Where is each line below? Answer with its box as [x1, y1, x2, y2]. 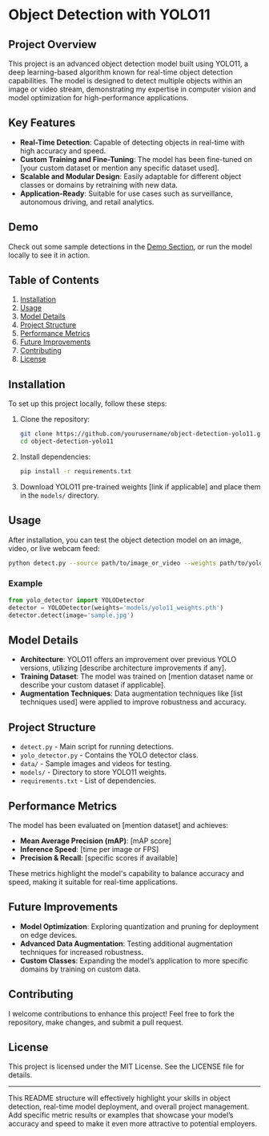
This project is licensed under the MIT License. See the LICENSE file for [8, 1061, 245, 1072]
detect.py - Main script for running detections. [19, 742, 174, 752]
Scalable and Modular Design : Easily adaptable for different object [19, 171, 242, 181]
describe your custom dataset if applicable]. [19, 680, 166, 690]
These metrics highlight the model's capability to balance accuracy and [8, 868, 244, 878]
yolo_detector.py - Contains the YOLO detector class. [19, 750, 199, 760]
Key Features [8, 116, 76, 130]
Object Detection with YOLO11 [8, 6, 211, 24]
